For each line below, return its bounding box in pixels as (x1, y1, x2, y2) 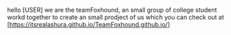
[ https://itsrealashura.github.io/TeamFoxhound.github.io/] (7, 21, 170, 28)
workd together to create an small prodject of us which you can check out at (7, 13, 224, 21)
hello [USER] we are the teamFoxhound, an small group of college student (7, 6, 217, 14)
